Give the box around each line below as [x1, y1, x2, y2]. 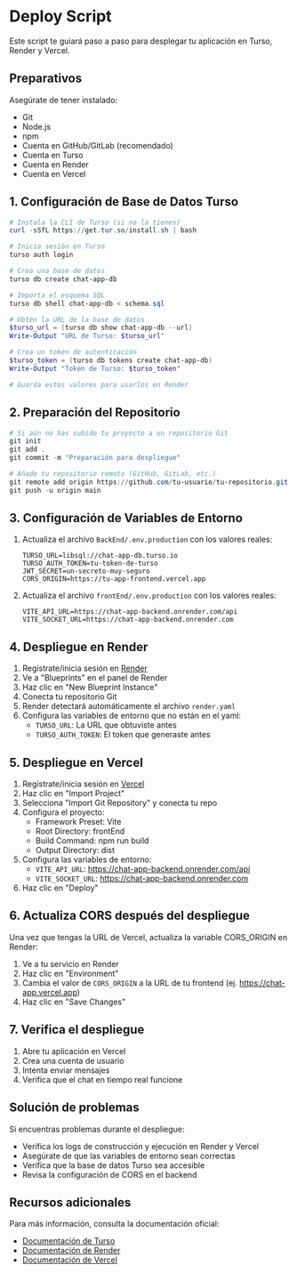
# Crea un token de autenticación [9, 348, 138, 357]
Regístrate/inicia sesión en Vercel [21, 778, 145, 789]
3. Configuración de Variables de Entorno [9, 511, 243, 526]
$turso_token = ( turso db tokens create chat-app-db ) [9, 356, 213, 366]
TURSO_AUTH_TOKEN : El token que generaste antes [35, 729, 211, 740]
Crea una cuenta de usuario [21, 1055, 124, 1066]
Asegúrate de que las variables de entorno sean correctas [21, 1150, 236, 1161]
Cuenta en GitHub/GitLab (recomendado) [21, 140, 173, 150]
